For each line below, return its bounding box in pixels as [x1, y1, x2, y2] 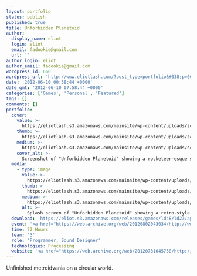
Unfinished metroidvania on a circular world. [6, 264, 113, 271]
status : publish [6, 14, 46, 20]
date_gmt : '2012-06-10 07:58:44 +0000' [6, 85, 104, 91]
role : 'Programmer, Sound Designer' [11, 237, 101, 243]
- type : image [16, 166, 51, 173]
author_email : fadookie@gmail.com [6, 63, 91, 69]
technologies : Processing [11, 243, 75, 249]
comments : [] [6, 101, 38, 107]
